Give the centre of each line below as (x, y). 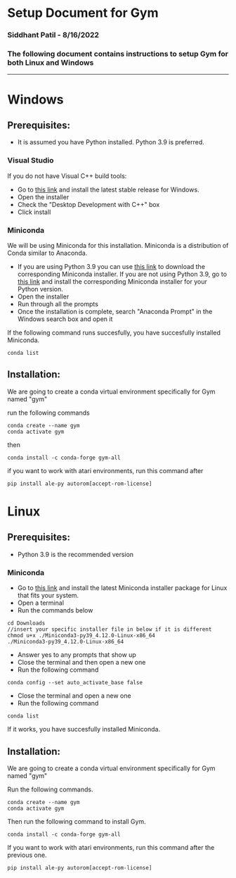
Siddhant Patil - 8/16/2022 (53, 35)
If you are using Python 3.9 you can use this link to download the (111, 266)
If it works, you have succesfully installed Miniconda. (84, 729)
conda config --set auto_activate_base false (75, 683)
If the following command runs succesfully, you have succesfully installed (114, 333)
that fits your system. (48, 596)
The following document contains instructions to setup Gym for (118, 54)
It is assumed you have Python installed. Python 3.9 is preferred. (111, 142)
